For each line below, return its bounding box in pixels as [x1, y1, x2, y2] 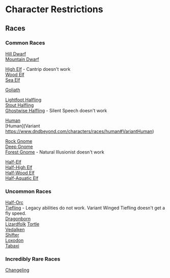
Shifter [5, 232, 19, 238]
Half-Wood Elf [5, 169, 35, 175]
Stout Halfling [5, 102, 34, 108]
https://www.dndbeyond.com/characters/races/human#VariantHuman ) [5, 128, 154, 134]
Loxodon [5, 237, 24, 243]
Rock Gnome [5, 138, 33, 144]
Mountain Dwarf [5, 56, 39, 62]
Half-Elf [5, 159, 21, 165]
